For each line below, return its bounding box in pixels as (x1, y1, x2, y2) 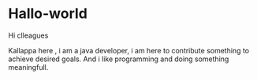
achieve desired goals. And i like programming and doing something (8, 54, 229, 64)
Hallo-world (8, 5, 88, 23)
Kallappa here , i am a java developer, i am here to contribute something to (8, 45, 250, 55)
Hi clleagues (8, 31, 49, 40)
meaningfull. (8, 62, 49, 71)
